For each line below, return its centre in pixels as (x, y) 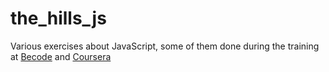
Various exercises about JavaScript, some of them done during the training (165, 46)
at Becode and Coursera (61, 56)
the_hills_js (58, 18)
